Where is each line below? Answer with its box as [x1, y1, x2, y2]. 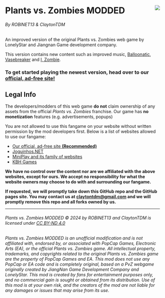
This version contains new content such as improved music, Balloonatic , [5, 52, 151, 58]
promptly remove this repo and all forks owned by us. [5, 199, 116, 205]
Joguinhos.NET [12, 149, 44, 154]
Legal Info [5, 90, 36, 98]
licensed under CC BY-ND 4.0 [5, 220, 65, 226]
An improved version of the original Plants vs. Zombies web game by [5, 37, 144, 43]
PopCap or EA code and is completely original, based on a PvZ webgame [5, 261, 154, 268]
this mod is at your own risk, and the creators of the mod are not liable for [5, 282, 155, 288]
